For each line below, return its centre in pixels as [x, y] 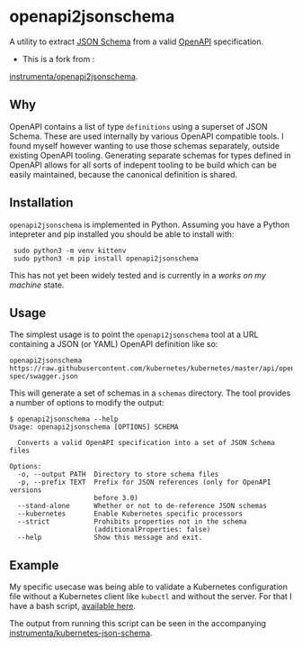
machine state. [37, 285]
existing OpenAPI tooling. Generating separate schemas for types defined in [150, 155]
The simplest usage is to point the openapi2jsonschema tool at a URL [134, 334]
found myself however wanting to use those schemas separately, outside [145, 145]
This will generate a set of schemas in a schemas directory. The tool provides [150, 393]
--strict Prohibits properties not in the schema [132, 522]
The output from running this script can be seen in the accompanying [138, 624]
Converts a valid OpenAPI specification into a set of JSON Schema [147, 443]
